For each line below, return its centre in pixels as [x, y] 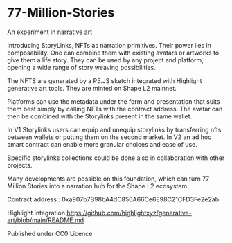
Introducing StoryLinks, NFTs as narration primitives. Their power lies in [109, 45]
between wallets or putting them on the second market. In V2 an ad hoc [109, 137]
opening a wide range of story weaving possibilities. [81, 67]
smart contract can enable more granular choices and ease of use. [102, 144]
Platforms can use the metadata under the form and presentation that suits [114, 101]
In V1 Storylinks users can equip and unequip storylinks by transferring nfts [114, 129]
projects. [20, 165]
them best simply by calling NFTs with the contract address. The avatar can [115, 109]
